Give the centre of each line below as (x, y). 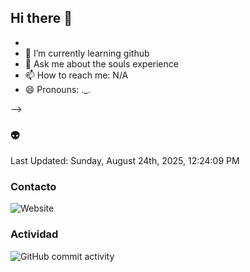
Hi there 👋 (41, 18)
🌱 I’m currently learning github (87, 53)
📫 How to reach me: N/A (76, 75)
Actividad (34, 234)
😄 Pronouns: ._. (57, 89)
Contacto (33, 187)
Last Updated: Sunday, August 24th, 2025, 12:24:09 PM (125, 161)
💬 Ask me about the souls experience (101, 63)
